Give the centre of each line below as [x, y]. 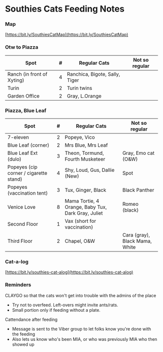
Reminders [18, 285]
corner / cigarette [27, 173]
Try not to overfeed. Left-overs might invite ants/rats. [65, 305]
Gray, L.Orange [84, 96]
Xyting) [16, 80]
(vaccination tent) [28, 193]
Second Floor [23, 224]
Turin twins [80, 88]
